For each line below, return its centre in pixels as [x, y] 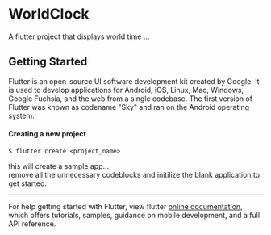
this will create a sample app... [59, 166]
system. [21, 115]
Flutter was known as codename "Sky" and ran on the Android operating [129, 107]
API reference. [32, 224]
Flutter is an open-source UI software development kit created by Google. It [134, 81]
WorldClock [49, 14]
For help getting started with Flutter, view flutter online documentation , [126, 206]
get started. [27, 183]
